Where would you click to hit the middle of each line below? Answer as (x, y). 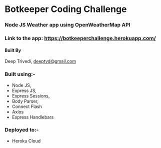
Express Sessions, (31, 95)
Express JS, (24, 90)
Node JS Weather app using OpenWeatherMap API (67, 25)
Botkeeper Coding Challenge (66, 9)
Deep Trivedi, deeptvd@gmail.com (40, 61)
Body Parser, (25, 101)
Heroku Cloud (26, 140)
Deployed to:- (22, 130)
